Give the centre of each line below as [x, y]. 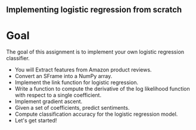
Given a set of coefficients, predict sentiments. [72, 108]
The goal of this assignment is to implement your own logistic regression [95, 52]
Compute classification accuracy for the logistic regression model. [96, 114]
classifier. [18, 58]
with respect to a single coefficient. [58, 95]
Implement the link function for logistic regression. [77, 82]
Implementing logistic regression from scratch [94, 10]
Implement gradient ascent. [49, 101]
